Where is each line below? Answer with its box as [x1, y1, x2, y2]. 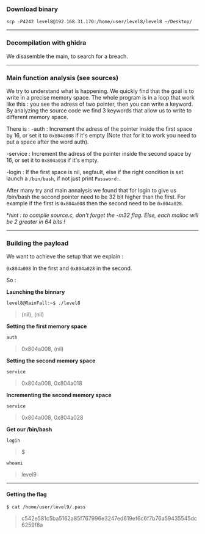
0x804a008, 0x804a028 [21, 414, 84, 422]
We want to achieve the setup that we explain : [6, 253, 124, 260]
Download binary [6, 5, 59, 13]
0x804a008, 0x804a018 [21, 379, 82, 387]
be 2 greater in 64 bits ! [6, 218, 66, 225]
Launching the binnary [6, 288, 65, 296]
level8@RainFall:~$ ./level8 [6, 300, 81, 307]
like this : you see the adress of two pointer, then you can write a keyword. [6, 100, 193, 108]
